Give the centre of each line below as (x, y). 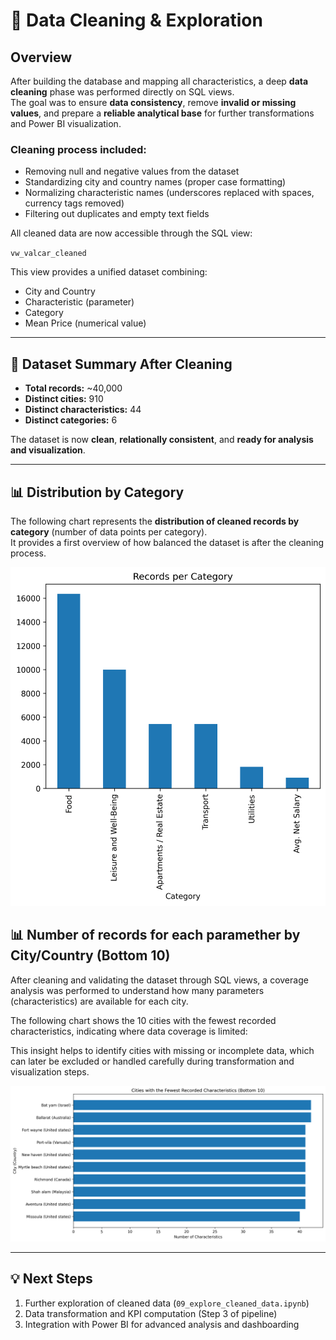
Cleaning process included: (78, 149)
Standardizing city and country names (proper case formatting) (155, 182)
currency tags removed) (74, 203)
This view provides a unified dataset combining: (109, 272)
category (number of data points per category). (109, 531)
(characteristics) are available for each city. (99, 1001)
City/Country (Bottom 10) (90, 955)
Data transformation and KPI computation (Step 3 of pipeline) (151, 1313)
